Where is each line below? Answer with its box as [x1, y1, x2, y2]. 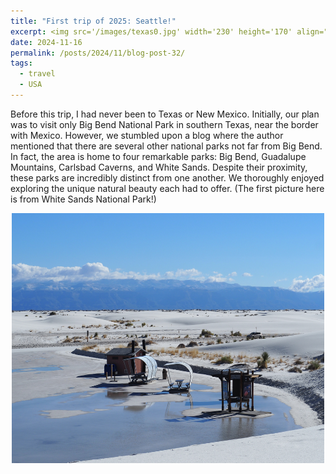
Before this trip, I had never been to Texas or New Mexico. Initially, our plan [10, 108, 320, 120]
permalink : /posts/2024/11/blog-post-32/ [10, 48, 186, 58]
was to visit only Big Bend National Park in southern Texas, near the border [10, 118, 319, 130]
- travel [19, 69, 56, 79]
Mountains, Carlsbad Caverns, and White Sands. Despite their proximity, [10, 161, 308, 173]
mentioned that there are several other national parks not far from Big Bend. [10, 140, 323, 152]
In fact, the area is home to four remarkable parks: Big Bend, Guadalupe [10, 150, 307, 162]
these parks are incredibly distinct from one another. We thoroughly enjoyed [10, 171, 325, 184]
